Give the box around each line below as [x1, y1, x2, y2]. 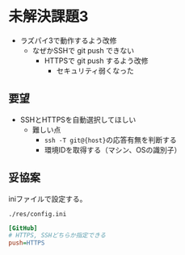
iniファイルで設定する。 [8, 194, 87, 203]
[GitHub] [8, 224, 38, 232]
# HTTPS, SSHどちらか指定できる [8, 232, 107, 240]
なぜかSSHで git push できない [32, 45, 135, 55]
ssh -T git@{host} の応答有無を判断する [44, 135, 178, 144]
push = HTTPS [8, 239, 45, 247]
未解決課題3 [8, 7, 89, 26]
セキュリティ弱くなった [56, 65, 135, 75]
